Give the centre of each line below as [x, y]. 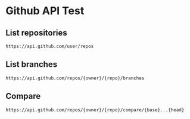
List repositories [37, 33]
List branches [32, 64]
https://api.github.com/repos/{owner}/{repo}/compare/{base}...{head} [95, 110]
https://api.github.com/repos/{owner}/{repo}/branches [75, 78]
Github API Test [45, 11]
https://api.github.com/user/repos [50, 46]
